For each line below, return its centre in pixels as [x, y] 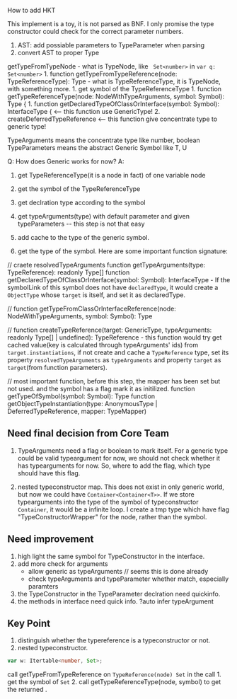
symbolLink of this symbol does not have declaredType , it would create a [113, 287]
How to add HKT [31, 10]
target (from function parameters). [57, 368]
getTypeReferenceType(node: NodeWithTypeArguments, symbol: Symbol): [116, 96]
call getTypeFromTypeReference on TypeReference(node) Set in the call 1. [114, 674]
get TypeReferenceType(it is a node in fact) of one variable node [112, 175]
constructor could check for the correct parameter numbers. [96, 31]
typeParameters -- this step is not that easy [81, 224]
